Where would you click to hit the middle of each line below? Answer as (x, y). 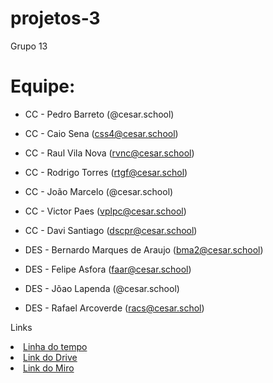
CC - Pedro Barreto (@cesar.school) (99, 114)
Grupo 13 (29, 46)
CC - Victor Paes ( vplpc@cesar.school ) (105, 211)
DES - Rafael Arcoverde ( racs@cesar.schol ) (114, 308)
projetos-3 (55, 18)
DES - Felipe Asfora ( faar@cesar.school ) (108, 269)
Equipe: (43, 86)
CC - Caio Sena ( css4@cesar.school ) (101, 133)
